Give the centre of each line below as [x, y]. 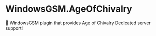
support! [14, 28]
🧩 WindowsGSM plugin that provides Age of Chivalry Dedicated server [78, 23]
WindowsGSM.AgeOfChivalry [69, 9]
